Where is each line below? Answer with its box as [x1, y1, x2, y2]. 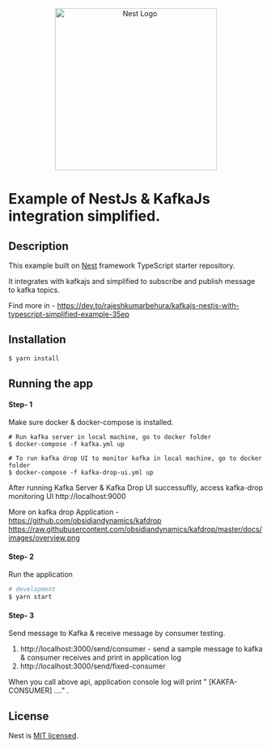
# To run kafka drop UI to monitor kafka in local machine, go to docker [8, 454, 263, 462]
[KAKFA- [209, 677, 238, 687]
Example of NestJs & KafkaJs [8, 190, 210, 208]
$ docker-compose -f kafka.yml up [8, 441, 125, 449]
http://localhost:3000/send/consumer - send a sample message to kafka [19, 644, 263, 654]
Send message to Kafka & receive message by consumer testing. [8, 629, 226, 638]
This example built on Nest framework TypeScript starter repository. [8, 260, 235, 270]
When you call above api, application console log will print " [8, 677, 208, 687]
